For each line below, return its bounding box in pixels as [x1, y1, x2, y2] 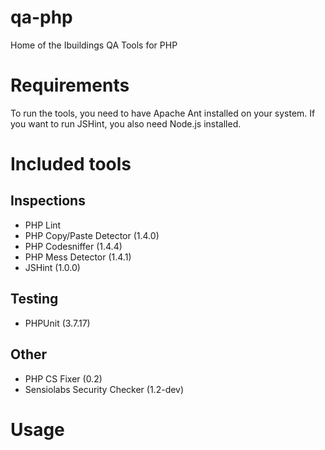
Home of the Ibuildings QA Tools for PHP [10, 39, 178, 51]
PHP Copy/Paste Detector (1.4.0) [24, 229, 160, 241]
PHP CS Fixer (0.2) [24, 372, 103, 385]
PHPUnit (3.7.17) [24, 317, 91, 329]
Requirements [10, 74, 130, 97]
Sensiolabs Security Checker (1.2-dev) [24, 383, 185, 395]
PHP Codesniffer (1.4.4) [24, 240, 123, 252]
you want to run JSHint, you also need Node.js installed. [10, 117, 242, 130]
